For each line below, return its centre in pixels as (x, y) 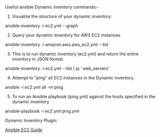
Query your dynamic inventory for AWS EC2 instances (66, 35)
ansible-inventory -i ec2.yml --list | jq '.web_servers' (57, 68)
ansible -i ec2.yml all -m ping (34, 87)
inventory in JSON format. (38, 59)
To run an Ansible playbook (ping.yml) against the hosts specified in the (84, 97)
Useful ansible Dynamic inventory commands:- (52, 7)
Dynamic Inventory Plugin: (31, 120)
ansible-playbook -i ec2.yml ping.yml (42, 111)
